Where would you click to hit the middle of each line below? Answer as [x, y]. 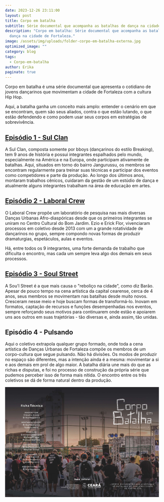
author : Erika [20, 67]
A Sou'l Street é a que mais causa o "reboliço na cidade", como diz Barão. [79, 285]
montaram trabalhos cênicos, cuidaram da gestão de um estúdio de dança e [82, 180]
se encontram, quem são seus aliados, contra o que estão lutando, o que [79, 112]
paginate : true [20, 72]
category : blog [20, 51]
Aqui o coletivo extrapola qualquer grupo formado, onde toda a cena [74, 344]
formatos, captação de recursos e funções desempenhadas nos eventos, [79, 306]
